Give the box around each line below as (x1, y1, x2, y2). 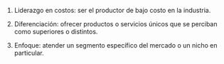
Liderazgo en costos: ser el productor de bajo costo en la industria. (14, 6, 211, 14)
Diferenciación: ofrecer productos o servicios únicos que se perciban (14, 20, 218, 28)
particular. (14, 49, 44, 57)
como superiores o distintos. (14, 28, 98, 36)
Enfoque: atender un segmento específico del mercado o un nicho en (14, 41, 218, 49)
